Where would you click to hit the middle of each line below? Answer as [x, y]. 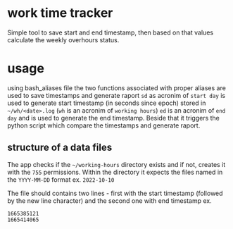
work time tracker [60, 13]
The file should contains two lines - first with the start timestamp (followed [115, 193]
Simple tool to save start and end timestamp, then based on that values [110, 32]
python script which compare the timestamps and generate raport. [104, 125]
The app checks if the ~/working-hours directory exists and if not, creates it [116, 164]
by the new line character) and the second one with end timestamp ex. [110, 200]
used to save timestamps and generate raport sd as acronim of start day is [116, 95]
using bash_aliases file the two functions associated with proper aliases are [117, 88]
